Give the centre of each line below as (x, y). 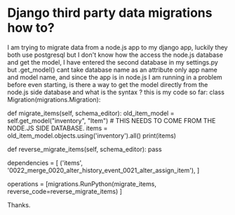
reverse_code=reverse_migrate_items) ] (65, 191)
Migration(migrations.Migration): (54, 99)
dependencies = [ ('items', (45, 162)
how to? (31, 28)
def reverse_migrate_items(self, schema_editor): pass (85, 149)
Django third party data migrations (110, 13)
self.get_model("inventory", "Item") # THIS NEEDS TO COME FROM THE (112, 120)
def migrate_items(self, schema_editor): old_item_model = (91, 113)
